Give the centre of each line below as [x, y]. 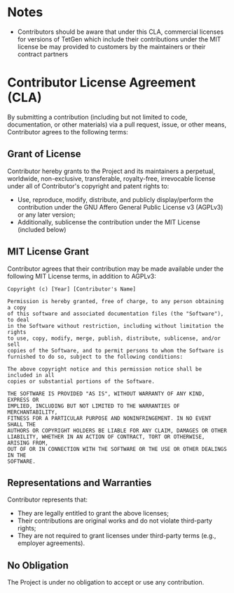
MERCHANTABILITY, [33, 412]
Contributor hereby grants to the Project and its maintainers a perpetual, [111, 171]
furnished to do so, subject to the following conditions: [95, 357]
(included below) [42, 229]
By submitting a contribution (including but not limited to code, [97, 117]
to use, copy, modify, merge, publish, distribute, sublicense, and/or [114, 338]
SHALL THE [22, 424]
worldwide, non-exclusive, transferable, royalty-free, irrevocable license [111, 178]
